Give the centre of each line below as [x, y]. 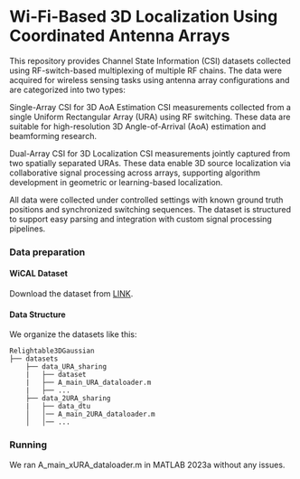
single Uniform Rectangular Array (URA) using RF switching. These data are [150, 117]
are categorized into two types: [68, 89]
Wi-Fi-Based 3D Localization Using [144, 17]
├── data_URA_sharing [66, 367]
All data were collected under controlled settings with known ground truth [146, 200]
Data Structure [37, 315]
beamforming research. [53, 136]
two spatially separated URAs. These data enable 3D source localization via [150, 163]
